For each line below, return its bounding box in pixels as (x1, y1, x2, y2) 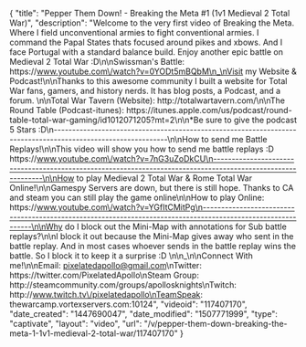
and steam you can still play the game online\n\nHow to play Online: (9, 192, 265, 203)
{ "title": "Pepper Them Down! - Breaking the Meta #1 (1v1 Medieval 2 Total (9, 8, 290, 18)
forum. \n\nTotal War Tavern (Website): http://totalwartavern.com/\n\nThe (9, 95, 286, 106)
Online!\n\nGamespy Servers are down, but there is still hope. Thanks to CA (9, 183, 294, 193)
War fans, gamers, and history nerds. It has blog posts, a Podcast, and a (9, 86, 281, 96)
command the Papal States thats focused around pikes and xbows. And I (9, 37, 283, 47)
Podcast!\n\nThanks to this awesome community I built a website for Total (9, 76, 288, 86)
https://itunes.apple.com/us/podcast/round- (126, 105, 292, 115)
